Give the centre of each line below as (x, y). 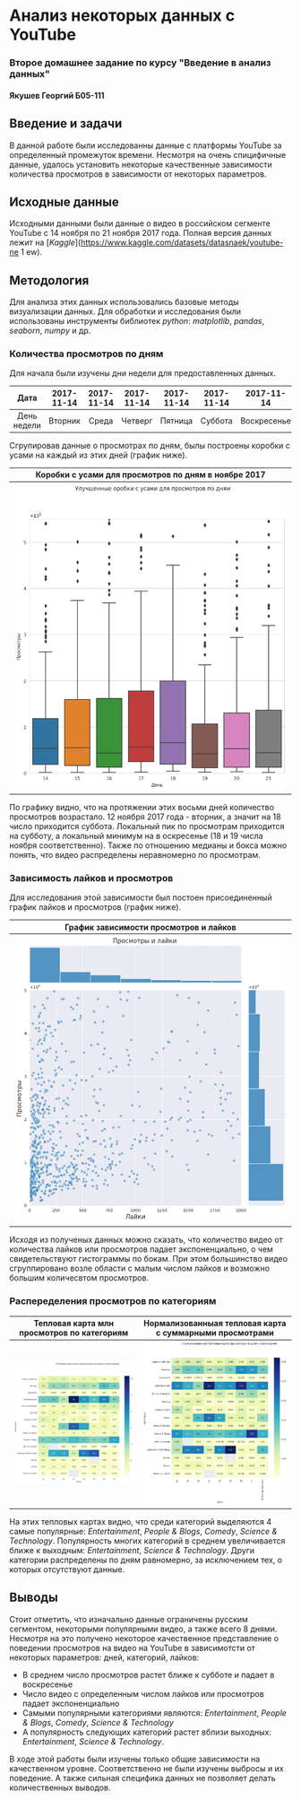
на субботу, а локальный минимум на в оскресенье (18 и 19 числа (136, 836)
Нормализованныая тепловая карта (215, 1324)
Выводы (34, 1598)
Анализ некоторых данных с (122, 16)
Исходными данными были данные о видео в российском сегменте (140, 223)
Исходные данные (64, 201)
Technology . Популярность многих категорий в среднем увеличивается (147, 1541)
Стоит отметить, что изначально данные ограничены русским (129, 1619)
